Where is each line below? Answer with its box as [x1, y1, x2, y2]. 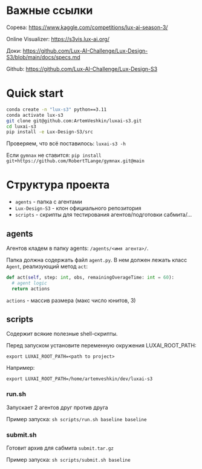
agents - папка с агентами [15, 198, 83, 206]
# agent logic [11, 280, 47, 286]
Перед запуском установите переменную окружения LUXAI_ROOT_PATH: [6, 342, 197, 349]
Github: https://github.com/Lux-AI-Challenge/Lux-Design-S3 [6, 65, 158, 73]
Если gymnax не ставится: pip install [6, 152, 102, 159]
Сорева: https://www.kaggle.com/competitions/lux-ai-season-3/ [6, 24, 168, 31]
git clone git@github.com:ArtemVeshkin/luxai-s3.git [6, 117, 142, 124]
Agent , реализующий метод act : [6, 263, 88, 270]
